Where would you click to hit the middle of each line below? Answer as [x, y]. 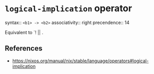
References [24, 48]
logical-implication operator [69, 8]
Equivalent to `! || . [24, 32]
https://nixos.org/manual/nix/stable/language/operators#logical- [80, 61]
